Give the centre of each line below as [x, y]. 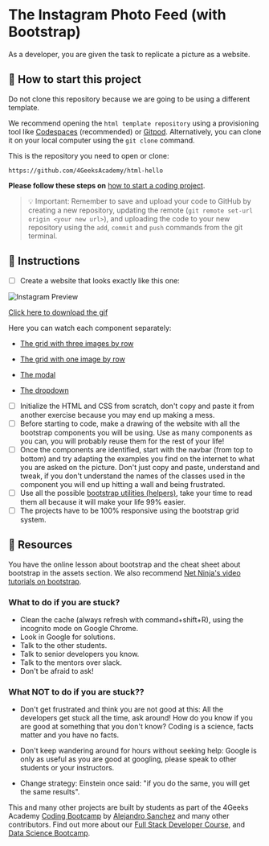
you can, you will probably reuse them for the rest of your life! [122, 441]
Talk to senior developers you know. [79, 654]
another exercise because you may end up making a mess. [117, 415]
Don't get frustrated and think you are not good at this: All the [121, 709]
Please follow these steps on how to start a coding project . [107, 185]
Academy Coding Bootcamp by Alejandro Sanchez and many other [119, 816]
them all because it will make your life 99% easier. [103, 501]
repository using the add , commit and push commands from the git [135, 227]
